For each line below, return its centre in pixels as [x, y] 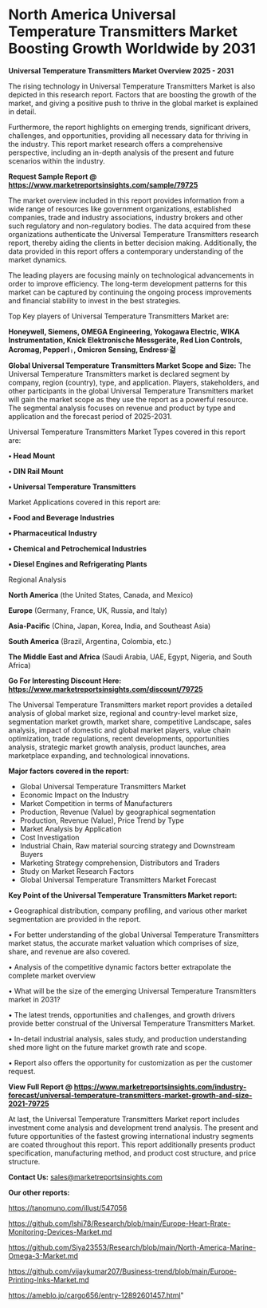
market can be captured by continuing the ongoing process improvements [130, 292]
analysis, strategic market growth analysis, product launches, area [117, 747]
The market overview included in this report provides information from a [126, 200]
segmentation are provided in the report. [75, 919]
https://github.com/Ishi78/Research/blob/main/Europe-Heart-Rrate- [120, 1223]
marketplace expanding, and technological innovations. [99, 755]
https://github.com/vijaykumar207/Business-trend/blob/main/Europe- [123, 1271]
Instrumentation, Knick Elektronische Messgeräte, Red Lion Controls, [126, 340]
